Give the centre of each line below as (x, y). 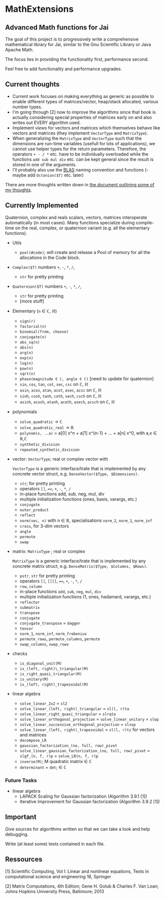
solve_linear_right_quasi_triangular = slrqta (68, 714)
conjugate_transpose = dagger (50, 623)
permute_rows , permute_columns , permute (60, 639)
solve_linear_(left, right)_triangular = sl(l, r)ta (74, 708)
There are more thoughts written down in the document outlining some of (80, 184)
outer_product (34, 510)
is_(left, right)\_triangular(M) (54, 669)
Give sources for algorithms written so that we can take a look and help (78, 829)
